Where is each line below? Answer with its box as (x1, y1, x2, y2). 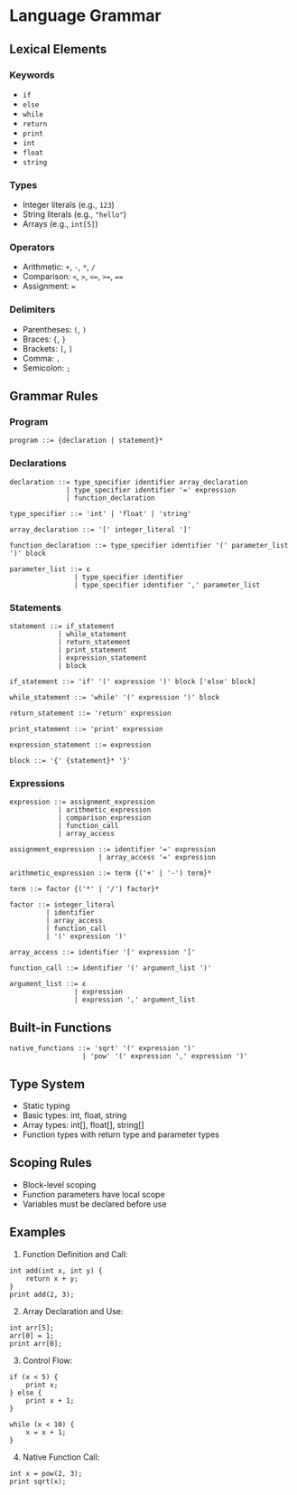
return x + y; (25, 1274, 79, 1283)
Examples (9, 1225, 66, 1240)
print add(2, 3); (9, 1290, 75, 1299)
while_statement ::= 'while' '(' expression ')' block (9, 693, 220, 702)
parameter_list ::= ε (9, 564, 91, 574)
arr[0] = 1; (9, 1330, 54, 1340)
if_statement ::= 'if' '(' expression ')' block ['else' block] (9, 677, 256, 687)
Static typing (22, 1100, 70, 1111)
